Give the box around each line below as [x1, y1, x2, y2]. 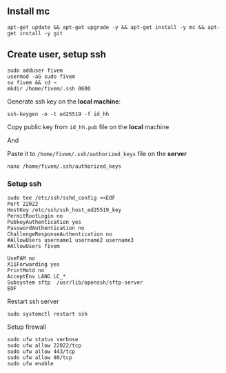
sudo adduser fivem [7, 67, 63, 74]
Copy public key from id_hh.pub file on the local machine [7, 122, 169, 131]
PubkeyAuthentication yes [7, 218, 81, 225]
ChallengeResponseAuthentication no [7, 231, 112, 238]
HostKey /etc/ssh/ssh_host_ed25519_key [7, 207, 122, 213]
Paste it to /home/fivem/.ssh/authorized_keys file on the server [7, 149, 187, 157]
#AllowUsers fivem [7, 242, 60, 249]
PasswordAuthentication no [7, 224, 85, 231]
